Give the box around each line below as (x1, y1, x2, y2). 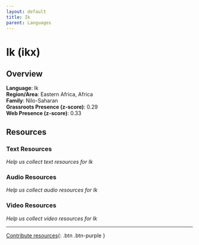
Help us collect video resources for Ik (6, 215, 98, 222)
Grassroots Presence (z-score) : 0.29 (6, 103, 98, 110)
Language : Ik (6, 84, 39, 92)
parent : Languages (6, 20, 52, 26)
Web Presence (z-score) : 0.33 (6, 110, 82, 117)
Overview (6, 69, 43, 79)
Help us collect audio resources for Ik (6, 186, 98, 193)
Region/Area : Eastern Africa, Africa (6, 91, 94, 98)
